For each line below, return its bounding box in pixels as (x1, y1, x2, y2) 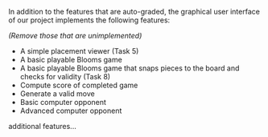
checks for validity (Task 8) (19, 72, 111, 81)
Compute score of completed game (19, 80, 138, 90)
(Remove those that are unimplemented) (8, 31, 142, 40)
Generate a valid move (19, 89, 95, 99)
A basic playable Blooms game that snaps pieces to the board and (19, 63, 240, 73)
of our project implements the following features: (8, 15, 171, 25)
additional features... (8, 122, 76, 131)
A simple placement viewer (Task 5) (19, 46, 139, 55)
